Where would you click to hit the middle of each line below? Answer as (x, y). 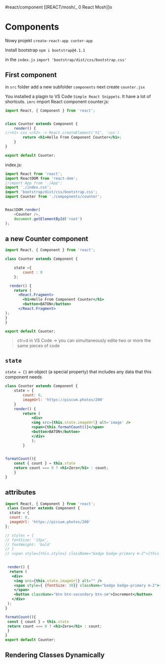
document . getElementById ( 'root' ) (48, 219)
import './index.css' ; (28, 188)
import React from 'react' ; (34, 174)
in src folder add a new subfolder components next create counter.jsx (75, 87)
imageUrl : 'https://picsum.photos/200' (50, 522)
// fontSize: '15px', (27, 540)
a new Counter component (47, 238)
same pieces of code (38, 346)
